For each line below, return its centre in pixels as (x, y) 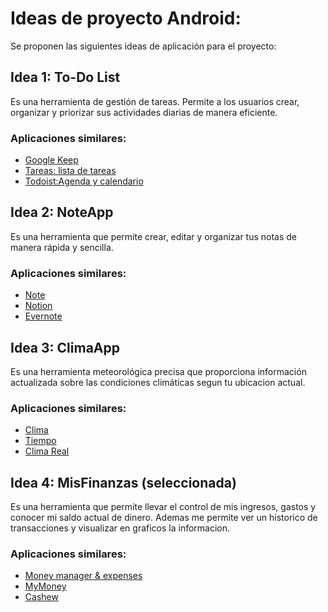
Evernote (43, 316)
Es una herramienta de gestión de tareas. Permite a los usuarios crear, (155, 101)
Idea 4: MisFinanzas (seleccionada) (123, 482)
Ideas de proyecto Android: (126, 18)
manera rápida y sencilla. (62, 247)
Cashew (41, 597)
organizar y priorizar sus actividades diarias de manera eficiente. (144, 112)
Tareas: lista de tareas (70, 171)
